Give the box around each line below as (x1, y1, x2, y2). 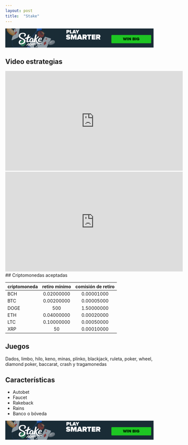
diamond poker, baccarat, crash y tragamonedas (5, 361, 107, 367)
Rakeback (12, 400, 34, 406)
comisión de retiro (75, 283, 115, 289)
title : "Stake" (5, 13, 40, 19)
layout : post (5, 8, 33, 13)
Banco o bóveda (12, 411, 47, 417)
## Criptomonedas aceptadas (5, 272, 67, 278)
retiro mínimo (42, 283, 71, 289)
